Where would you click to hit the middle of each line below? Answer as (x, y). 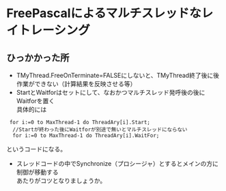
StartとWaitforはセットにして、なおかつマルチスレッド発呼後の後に (111, 92)
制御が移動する (37, 172)
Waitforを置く (36, 101)
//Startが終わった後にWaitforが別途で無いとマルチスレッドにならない (100, 130)
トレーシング (54, 30)
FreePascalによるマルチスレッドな (104, 13)
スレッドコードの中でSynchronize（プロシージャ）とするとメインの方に (117, 163)
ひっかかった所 (38, 58)
